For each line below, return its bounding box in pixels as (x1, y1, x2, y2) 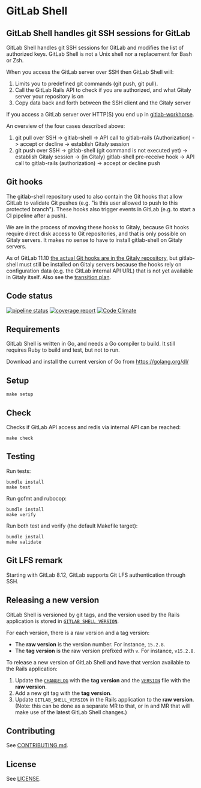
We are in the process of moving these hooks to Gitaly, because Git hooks (6, 223, 189, 230)
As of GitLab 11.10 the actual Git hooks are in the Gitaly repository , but (6, 254, 178, 262)
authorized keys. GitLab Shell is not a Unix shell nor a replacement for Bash (6, 50, 192, 58)
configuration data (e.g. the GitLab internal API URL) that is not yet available (6, 267, 193, 274)
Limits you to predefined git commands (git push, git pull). (14, 80, 158, 87)
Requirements (6, 324, 60, 334)
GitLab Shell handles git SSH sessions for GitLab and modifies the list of (6, 44, 184, 51)
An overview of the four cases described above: (6, 122, 125, 130)
